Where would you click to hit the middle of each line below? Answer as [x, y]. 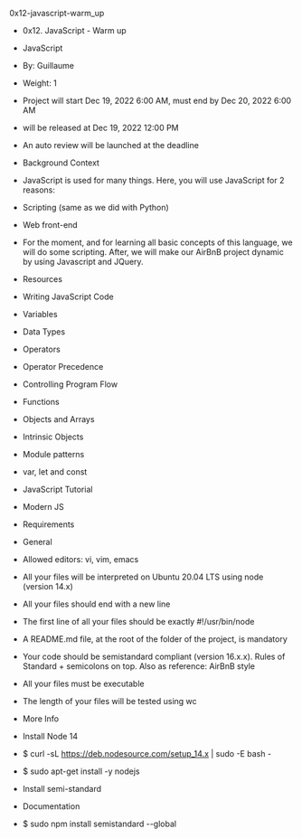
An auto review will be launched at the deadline [110, 145]
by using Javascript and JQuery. [83, 262]
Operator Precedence [63, 367]
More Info [41, 719]
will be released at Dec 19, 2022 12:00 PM [100, 127]
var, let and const [55, 472]
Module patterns [53, 454]
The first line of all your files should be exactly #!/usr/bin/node [138, 621]
